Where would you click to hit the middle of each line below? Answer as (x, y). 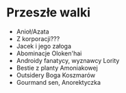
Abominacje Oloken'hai (49, 53)
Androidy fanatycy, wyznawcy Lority (68, 60)
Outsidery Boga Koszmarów (56, 75)
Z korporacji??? (38, 38)
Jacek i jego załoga (44, 46)
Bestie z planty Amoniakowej (57, 68)
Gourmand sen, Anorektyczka (58, 82)
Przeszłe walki (48, 13)
